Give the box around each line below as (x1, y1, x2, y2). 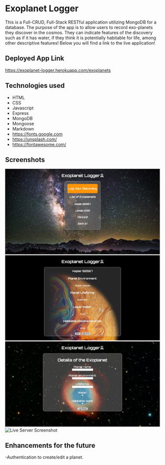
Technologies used (5, 81, 65, 90)
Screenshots (5, 155, 45, 164)
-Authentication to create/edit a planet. (5, 454, 83, 460)
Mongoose (12, 121, 34, 127)
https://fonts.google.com (12, 131, 63, 137)
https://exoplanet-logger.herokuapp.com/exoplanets (5, 67, 111, 73)
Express (12, 110, 29, 116)
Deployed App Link (5, 54, 65, 63)
